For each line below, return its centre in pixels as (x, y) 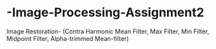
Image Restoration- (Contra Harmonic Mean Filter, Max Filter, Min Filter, (108, 31)
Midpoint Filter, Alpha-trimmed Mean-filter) (68, 38)
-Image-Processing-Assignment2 (105, 13)
